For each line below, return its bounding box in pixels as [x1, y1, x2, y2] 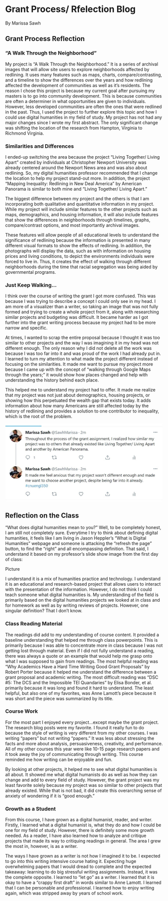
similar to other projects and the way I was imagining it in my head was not [5, 340, 159, 346]
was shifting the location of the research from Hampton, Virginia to [5, 125, 142, 131]
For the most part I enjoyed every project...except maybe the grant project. [5, 719, 159, 725]
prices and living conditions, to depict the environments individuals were [5, 253, 154, 259]
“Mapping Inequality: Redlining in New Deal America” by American [5, 180, 142, 186]
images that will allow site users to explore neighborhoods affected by [5, 66, 149, 72]
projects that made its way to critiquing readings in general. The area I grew [5, 838, 161, 844]
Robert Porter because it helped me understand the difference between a [5, 669, 156, 675]
